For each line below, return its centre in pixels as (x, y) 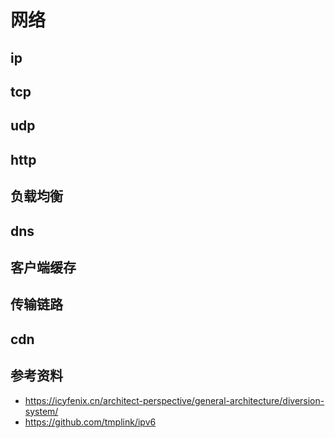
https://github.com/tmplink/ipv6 (90, 422)
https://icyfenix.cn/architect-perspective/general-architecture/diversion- (174, 400)
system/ (41, 411)
